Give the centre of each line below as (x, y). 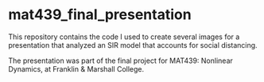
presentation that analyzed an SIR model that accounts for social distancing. (133, 45)
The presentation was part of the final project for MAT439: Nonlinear (120, 61)
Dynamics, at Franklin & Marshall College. (76, 68)
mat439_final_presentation (100, 15)
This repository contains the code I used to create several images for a (124, 37)
